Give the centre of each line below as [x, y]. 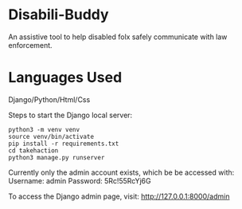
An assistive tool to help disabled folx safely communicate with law [118, 37]
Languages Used [65, 78]
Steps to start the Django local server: [70, 115]
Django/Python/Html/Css [49, 99]
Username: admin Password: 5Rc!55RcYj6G [80, 180]
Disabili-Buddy [59, 15]
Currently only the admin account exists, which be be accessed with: [121, 172]
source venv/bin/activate [51, 136]
